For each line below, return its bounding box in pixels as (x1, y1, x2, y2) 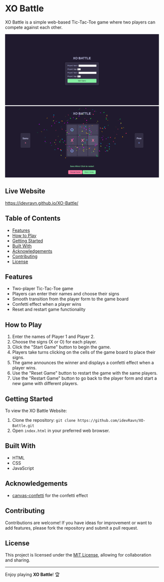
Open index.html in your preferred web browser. (12, 428, 110, 434)
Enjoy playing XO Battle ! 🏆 (5, 572, 60, 578)
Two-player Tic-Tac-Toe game (12, 286, 74, 291)
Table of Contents (5, 214, 61, 223)
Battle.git (12, 423, 35, 429)
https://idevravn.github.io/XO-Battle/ (5, 200, 79, 206)
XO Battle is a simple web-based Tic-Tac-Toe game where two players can (5, 19, 155, 25)
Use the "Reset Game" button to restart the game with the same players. (12, 370, 158, 376)
